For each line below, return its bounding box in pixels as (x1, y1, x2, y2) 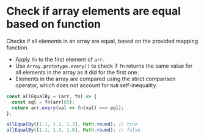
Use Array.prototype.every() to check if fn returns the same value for (15, 62, 193, 69)
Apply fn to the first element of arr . (15, 55, 104, 63)
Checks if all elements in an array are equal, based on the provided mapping (6, 37, 199, 45)
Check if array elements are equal (6, 4, 181, 18)
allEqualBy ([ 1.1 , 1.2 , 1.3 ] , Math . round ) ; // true (6, 121, 138, 127)
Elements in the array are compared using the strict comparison (15, 75, 176, 82)
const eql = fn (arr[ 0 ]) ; (12, 99, 75, 105)
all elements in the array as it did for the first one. (15, 68, 139, 76)
